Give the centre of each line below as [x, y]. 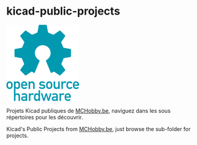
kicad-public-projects [63, 11]
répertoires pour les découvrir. [45, 117]
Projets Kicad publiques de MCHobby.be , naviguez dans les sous [89, 110]
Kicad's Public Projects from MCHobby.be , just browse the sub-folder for [98, 129]
